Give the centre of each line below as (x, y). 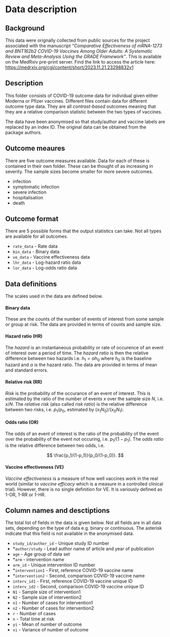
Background (25, 28)
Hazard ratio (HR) (24, 336)
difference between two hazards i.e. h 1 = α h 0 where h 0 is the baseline (79, 359)
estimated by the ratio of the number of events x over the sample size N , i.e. (84, 399)
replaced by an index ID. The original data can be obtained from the (76, 127)
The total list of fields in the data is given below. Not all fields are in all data (83, 523)
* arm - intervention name (38, 560)
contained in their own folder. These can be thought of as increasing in (79, 166)
